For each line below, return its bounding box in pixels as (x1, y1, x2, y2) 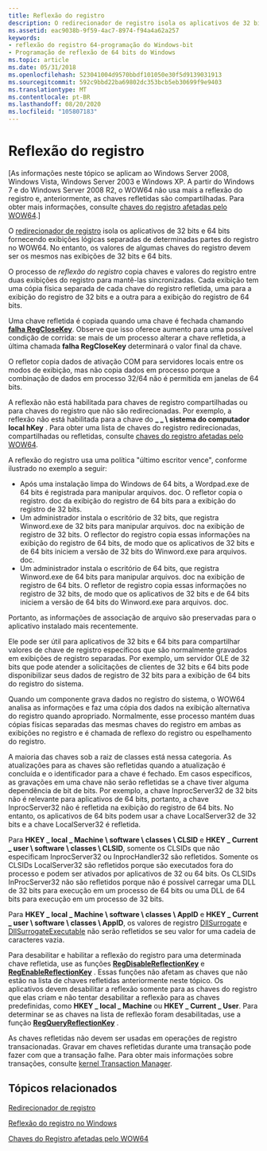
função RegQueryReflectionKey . (8, 1017, 119, 1027)
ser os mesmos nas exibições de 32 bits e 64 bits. (8, 251, 172, 261)
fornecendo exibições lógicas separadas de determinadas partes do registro (8, 234, 259, 243)
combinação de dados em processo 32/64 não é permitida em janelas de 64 (8, 373, 259, 383)
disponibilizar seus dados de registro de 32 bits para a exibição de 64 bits (8, 670, 250, 680)
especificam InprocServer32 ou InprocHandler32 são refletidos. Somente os (8, 852, 259, 861)
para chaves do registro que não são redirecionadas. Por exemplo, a (8, 406, 232, 415)
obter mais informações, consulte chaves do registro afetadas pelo (8, 202, 228, 212)
